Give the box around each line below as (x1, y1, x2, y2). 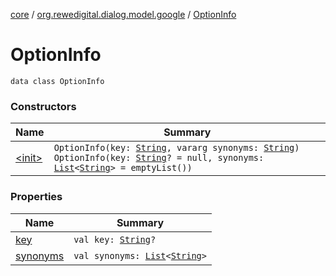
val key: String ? (73, 234, 157, 245)
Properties (10, 190, 63, 204)
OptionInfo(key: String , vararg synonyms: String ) (53, 142, 300, 154)
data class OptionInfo (10, 76, 105, 86)
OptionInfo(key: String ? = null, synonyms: (53, 152, 265, 164)
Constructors (10, 99, 77, 113)
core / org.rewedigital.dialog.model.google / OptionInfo (10, 9, 237, 20)
